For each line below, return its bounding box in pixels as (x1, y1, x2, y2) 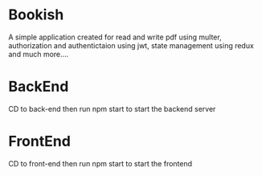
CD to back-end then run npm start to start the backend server (8, 104, 216, 113)
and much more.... (8, 49, 69, 59)
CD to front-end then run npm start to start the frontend (8, 158, 193, 168)
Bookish (8, 6, 64, 24)
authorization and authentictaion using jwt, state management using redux (8, 40, 255, 50)
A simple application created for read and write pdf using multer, (8, 32, 223, 42)
